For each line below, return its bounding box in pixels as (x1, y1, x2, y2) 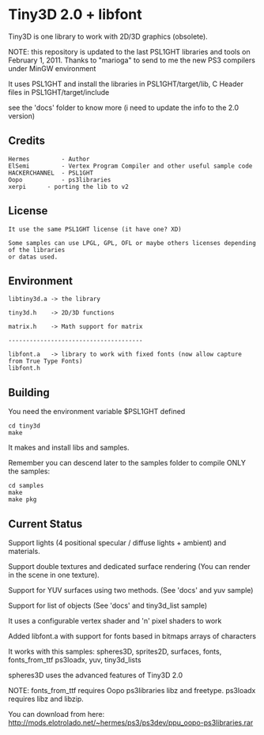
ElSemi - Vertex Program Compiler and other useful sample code (8, 162, 253, 170)
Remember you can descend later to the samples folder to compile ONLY (8, 458, 247, 468)
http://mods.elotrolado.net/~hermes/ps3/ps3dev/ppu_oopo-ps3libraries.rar (8, 718, 254, 727)
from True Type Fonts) (8, 357, 83, 365)
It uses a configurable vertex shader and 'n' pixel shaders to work (8, 616, 222, 625)
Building (8, 386, 50, 399)
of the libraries (8, 246, 66, 254)
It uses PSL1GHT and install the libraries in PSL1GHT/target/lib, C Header (8, 79, 243, 89)
